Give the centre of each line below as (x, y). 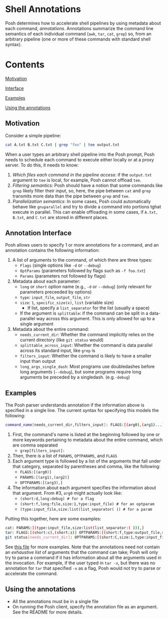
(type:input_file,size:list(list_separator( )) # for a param (86, 510)
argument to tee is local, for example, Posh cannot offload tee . (77, 180)
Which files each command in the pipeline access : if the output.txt (82, 174)
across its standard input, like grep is (57, 351)
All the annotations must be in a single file (55, 601)
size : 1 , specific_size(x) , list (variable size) (67, 303)
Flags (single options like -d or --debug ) (60, 265)
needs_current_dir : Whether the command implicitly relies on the (87, 335)
